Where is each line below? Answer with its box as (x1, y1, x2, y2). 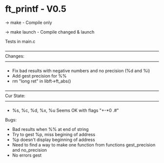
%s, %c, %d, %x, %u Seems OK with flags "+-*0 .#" (12, 107, 119, 113)
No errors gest (12, 152, 42, 158)
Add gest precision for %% (12, 73, 67, 79)
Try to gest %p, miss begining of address (12, 131, 96, 137)
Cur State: (5, 93, 25, 99)
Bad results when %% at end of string (12, 126, 89, 132)
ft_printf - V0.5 (5, 3, 67, 15)
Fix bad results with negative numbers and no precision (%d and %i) (12, 67, 150, 74)
